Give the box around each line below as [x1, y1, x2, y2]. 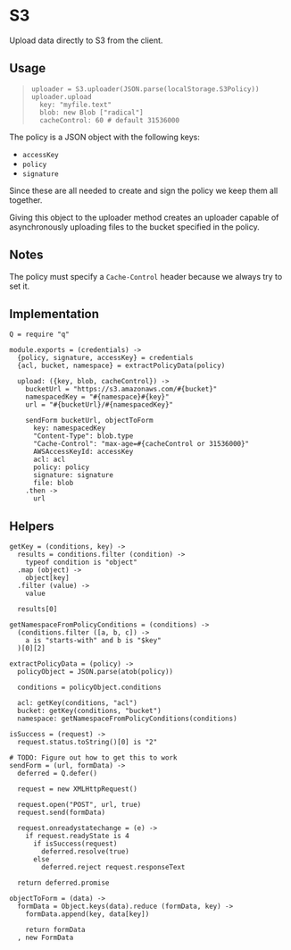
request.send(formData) [17, 808, 105, 818]
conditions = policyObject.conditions [17, 683, 162, 693]
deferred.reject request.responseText [41, 863, 186, 872]
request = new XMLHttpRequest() [17, 785, 138, 794]
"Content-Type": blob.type [32, 432, 134, 441]
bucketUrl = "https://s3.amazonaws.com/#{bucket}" [25, 385, 218, 394]
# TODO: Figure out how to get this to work [9, 753, 178, 762]
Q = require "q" [9, 330, 70, 340]
